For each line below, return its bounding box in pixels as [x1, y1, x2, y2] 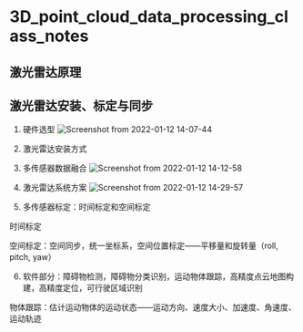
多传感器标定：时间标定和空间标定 [22, 202, 151, 213]
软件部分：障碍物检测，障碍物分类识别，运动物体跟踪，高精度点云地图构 [22, 271, 294, 282]
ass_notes [9, 26, 89, 47]
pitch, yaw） [9, 252, 56, 263]
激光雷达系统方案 [22, 182, 87, 193]
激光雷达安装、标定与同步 [9, 98, 153, 113]
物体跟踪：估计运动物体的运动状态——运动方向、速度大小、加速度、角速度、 [9, 302, 297, 313]
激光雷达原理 [9, 64, 82, 79]
